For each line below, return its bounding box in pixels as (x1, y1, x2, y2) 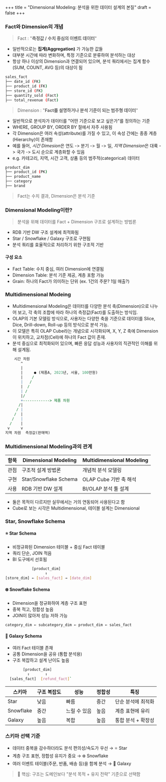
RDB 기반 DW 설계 (21, 485, 63, 492)
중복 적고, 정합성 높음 (12, 606, 54, 612)
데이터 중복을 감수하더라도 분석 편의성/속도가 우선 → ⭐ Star (12, 745, 127, 751)
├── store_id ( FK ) (5, 88, 43, 93)
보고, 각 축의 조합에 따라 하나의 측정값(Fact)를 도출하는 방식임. (17, 309, 138, 315)
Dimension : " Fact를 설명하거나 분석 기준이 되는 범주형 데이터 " (17, 107, 138, 113)
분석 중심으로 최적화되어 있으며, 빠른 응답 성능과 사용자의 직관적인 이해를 (12, 340, 153, 346)
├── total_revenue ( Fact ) (5, 97, 58, 103)
